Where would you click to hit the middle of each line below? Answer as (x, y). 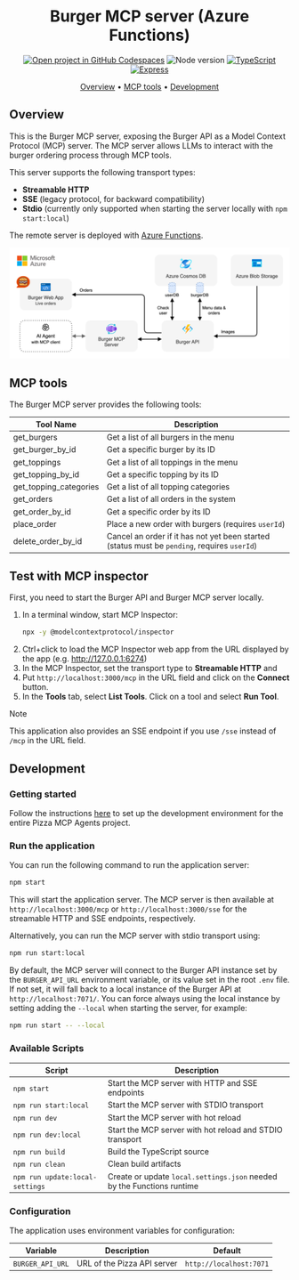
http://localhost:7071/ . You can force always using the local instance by (145, 999)
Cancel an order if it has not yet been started (188, 537)
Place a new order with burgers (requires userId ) (196, 523)
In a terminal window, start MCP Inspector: (100, 615)
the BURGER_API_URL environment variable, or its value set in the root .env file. (149, 980)
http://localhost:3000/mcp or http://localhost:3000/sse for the (128, 909)
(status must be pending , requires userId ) (182, 546)
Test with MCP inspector (79, 576)
